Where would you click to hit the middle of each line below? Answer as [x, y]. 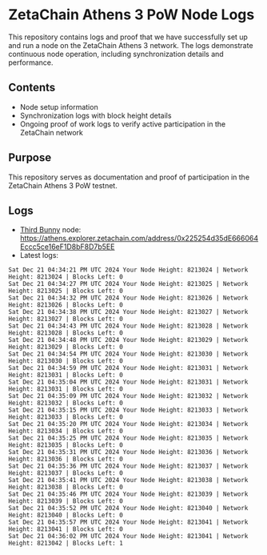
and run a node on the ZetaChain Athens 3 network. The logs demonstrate [131, 45]
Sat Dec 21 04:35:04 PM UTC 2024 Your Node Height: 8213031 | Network [128, 382]
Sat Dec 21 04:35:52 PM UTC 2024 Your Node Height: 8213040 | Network [128, 509]
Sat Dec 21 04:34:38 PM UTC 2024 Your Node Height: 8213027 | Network [128, 312]
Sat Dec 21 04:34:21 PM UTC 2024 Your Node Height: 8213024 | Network [128, 270]
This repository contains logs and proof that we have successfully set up [128, 37]
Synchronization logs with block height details [96, 115]
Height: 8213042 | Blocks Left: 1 [66, 543]
